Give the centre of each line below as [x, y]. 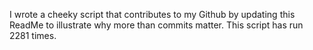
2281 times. [33, 35]
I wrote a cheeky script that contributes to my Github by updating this [152, 14]
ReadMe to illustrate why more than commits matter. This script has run [156, 25]
